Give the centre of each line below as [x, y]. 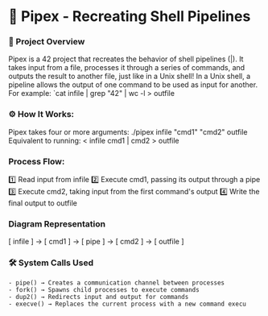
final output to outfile [43, 203]
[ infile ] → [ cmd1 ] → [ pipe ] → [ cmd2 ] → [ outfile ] [96, 242]
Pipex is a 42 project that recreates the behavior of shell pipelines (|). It [126, 59]
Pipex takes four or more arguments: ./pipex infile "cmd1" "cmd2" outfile [128, 131]
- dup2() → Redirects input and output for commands [99, 297]
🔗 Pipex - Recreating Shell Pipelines [130, 17]
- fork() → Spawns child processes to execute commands [104, 289]
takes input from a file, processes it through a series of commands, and [127, 68]
